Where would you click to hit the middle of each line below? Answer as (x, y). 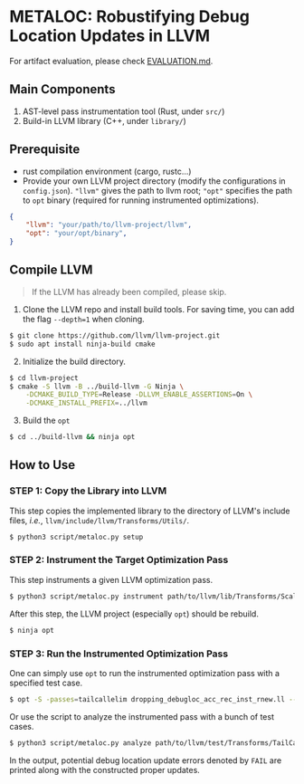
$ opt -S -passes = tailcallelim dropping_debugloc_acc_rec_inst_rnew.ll (147, 699)
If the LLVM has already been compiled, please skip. (129, 292)
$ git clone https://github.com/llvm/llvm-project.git (115, 335)
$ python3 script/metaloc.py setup (76, 537)
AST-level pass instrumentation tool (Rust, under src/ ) (123, 111)
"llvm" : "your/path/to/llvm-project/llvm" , (109, 225)
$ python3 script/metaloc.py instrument (87, 596)
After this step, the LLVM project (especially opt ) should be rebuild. (134, 614)
